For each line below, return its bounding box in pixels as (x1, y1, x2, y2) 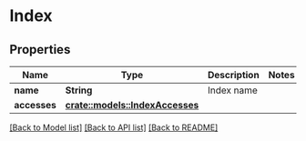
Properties (9, 42, 71, 57)
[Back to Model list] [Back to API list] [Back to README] (9, 122, 219, 133)
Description (208, 69, 260, 81)
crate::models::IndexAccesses (65, 99, 199, 111)
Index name (208, 84, 258, 96)
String (65, 84, 93, 96)
